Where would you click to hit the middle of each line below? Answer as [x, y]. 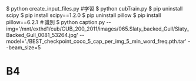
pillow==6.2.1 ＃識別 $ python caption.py [56, 22]
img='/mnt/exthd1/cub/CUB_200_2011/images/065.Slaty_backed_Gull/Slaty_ [98, 29]
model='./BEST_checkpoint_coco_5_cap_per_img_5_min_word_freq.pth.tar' [96, 41]
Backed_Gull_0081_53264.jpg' [42, 35]
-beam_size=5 [24, 48]
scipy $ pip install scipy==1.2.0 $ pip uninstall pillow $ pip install [84, 15]
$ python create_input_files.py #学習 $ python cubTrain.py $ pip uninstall [94, 9]
